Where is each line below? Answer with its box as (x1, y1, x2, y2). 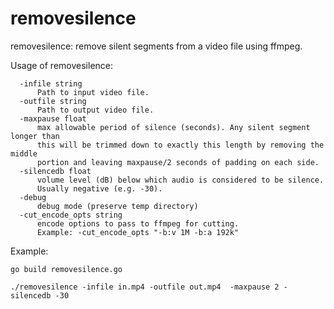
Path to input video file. (36, 87, 150, 97)
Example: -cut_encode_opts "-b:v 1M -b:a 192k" (36, 227, 240, 237)
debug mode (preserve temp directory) (36, 201, 199, 211)
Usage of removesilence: (10, 59, 114, 71)
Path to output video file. (36, 105, 155, 115)
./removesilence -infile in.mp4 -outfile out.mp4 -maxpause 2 (10, 282, 280, 292)
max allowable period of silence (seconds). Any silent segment (36, 122, 311, 132)
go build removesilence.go (10, 264, 123, 274)
